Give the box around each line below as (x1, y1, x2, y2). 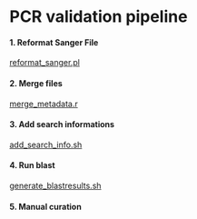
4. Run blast (9, 160, 56, 171)
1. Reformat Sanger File (9, 36, 99, 47)
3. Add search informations (9, 119, 115, 130)
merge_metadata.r (9, 98, 79, 109)
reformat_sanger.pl (9, 57, 80, 68)
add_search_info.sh (9, 139, 83, 150)
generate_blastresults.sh (9, 180, 102, 191)
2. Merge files (9, 77, 64, 88)
